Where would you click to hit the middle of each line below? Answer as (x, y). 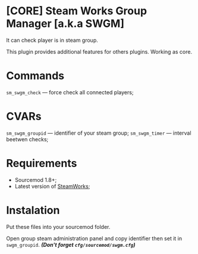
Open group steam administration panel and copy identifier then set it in (94, 238)
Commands (35, 76)
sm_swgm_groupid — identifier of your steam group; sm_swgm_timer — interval (99, 133)
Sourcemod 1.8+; (36, 179)
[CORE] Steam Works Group (77, 11)
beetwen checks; (27, 139)
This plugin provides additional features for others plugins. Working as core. (99, 51)
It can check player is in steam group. (52, 40)
